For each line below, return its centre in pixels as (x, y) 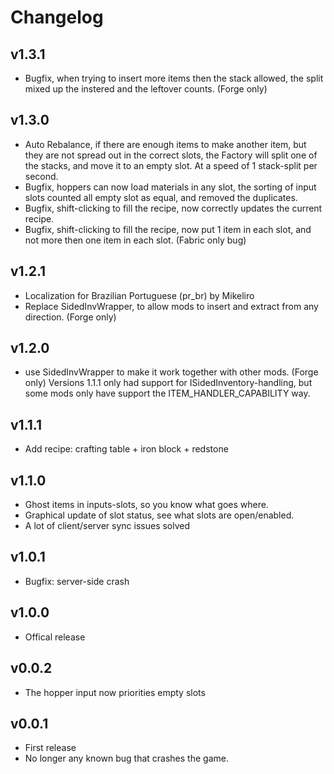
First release (50, 748)
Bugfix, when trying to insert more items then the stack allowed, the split (174, 78)
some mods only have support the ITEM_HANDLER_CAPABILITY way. (167, 393)
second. (41, 176)
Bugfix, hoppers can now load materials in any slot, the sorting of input (170, 187)
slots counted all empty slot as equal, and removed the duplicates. (161, 197)
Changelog (57, 17)
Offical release (55, 637)
